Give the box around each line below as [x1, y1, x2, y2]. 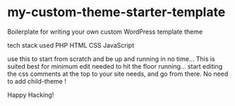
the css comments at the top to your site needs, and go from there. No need [7, 69, 229, 78]
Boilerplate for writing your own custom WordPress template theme [7, 27, 203, 36]
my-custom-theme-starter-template [7, 4, 226, 20]
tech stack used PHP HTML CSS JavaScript [7, 41, 135, 49]
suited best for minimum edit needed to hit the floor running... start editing [7, 62, 223, 70]
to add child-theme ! [7, 77, 67, 85]
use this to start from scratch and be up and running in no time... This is [7, 54, 215, 63]
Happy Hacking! [7, 91, 54, 99]
